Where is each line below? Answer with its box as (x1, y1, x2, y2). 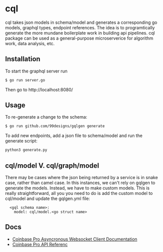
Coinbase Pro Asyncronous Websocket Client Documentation (12, 236, 137, 242)
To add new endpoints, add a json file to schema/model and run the (5, 132, 143, 139)
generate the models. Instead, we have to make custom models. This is (5, 185, 150, 191)
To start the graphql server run (5, 68, 68, 74)
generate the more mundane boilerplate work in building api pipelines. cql (5, 30, 155, 36)
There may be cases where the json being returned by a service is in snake (5, 175, 158, 180)
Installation (5, 55, 41, 63)
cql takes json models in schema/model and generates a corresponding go (5, 19, 158, 25)
